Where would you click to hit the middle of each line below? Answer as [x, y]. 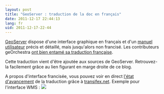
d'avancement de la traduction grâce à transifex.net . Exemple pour [72, 82]
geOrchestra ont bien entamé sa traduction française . [59, 52]
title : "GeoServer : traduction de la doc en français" [63, 14]
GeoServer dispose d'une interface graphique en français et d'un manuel [79, 42]
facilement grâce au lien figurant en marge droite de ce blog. [71, 67]
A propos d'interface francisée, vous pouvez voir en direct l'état [70, 76]
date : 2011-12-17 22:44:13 [33, 19]
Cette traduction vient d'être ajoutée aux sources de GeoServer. [70, 62]
